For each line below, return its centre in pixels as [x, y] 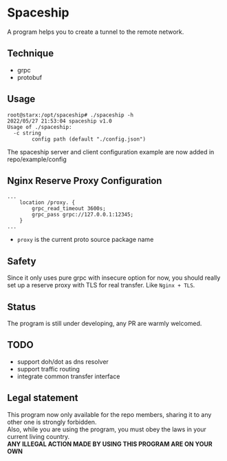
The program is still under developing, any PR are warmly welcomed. [105, 323]
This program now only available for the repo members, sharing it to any [109, 414]
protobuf [30, 77]
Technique [30, 53]
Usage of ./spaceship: [40, 127]
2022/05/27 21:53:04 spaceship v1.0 [60, 121]
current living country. [39, 436]
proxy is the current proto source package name [85, 240]
